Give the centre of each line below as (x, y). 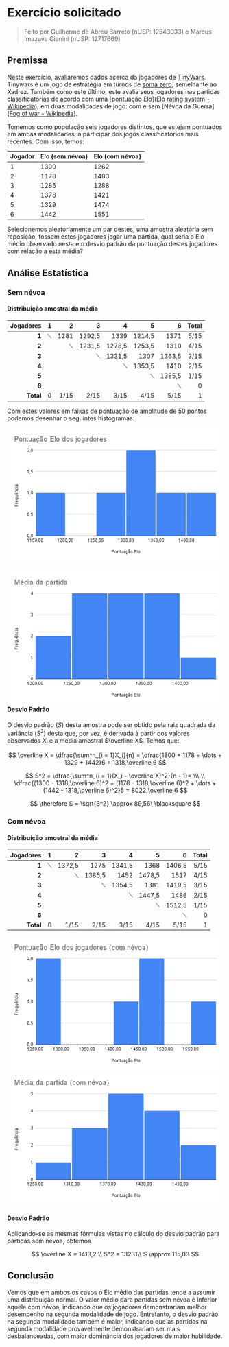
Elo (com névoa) (118, 156)
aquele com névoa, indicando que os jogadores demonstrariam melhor (107, 1307)
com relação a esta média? (45, 251)
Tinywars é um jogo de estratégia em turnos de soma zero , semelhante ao (112, 84)
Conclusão (31, 1276)
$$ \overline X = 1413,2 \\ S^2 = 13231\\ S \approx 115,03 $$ (115, 1254)
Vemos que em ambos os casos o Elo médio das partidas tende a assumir (111, 1292)
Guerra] (203, 106)
